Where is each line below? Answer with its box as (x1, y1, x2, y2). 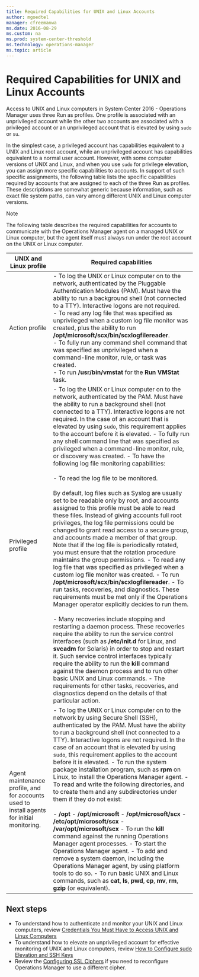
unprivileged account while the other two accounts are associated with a (6, 117, 184, 124)
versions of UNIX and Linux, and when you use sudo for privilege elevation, (6, 161, 188, 168)
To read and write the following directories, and (53, 780, 185, 788)
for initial (9, 813, 34, 822)
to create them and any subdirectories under (53, 787, 177, 796)
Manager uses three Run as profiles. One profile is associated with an (6, 111, 176, 119)
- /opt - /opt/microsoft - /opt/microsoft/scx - (53, 810, 187, 818)
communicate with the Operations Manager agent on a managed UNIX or (6, 228, 185, 235)
